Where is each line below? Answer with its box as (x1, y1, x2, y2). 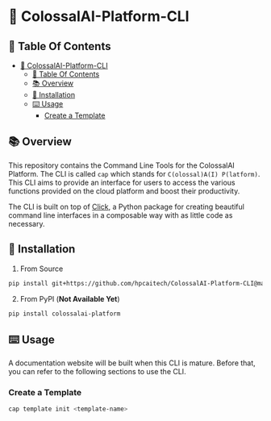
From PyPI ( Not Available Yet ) (19, 294, 120, 303)
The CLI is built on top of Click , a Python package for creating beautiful (8, 202, 244, 211)
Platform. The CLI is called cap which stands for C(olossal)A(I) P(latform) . (8, 169, 261, 178)
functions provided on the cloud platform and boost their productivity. (8, 185, 240, 196)
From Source (19, 264, 64, 273)
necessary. (8, 219, 46, 228)
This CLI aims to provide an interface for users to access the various (8, 177, 236, 187)
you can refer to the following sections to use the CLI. (8, 367, 187, 377)
